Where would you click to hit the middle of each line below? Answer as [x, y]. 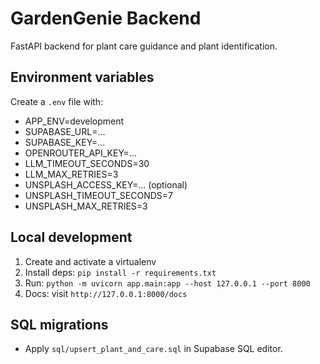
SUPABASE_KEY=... [65, 142]
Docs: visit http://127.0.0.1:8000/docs [106, 293]
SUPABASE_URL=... [65, 131]
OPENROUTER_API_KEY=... [80, 153]
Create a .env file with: [57, 101]
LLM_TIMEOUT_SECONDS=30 [87, 163]
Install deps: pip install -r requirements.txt [120, 272]
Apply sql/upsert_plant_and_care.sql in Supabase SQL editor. [153, 349]
